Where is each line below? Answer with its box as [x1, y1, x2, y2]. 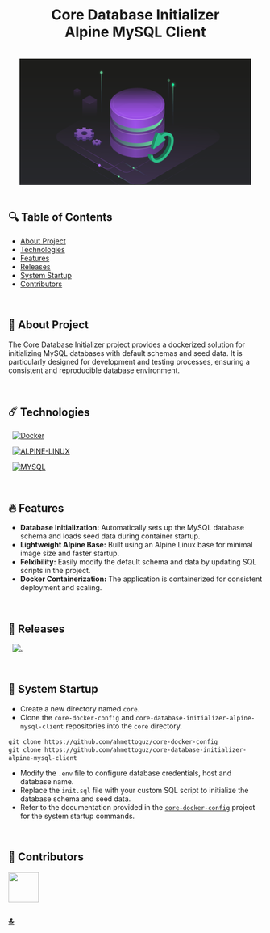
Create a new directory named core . [19, 703, 140, 713]
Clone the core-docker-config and [19, 712, 135, 722]
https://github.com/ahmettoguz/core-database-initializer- [44, 745, 247, 754]
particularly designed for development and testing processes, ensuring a [8, 357, 250, 366]
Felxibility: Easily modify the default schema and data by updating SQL [19, 557, 257, 567]
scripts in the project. [19, 566, 91, 576]
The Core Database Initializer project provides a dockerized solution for [8, 340, 246, 349]
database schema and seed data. [19, 794, 131, 804]
